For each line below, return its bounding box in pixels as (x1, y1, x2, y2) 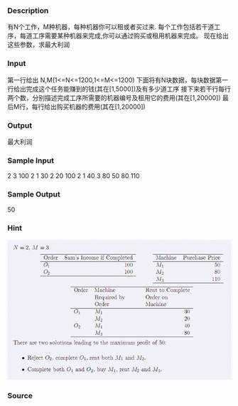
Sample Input (7, 155, 55, 165)
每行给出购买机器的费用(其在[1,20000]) (31, 102, 146, 111)
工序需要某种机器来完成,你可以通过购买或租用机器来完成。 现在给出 (31, 31, 229, 40)
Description (7, 6, 49, 16)
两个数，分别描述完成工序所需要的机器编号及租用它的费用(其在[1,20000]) (7, 93, 222, 101)
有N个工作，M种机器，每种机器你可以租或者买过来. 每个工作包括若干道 (7, 23, 215, 31)
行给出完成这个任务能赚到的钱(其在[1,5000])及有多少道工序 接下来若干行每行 (7, 84, 231, 93)
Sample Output (7, 190, 60, 199)
